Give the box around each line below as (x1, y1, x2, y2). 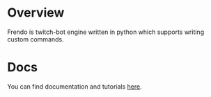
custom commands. (7, 35, 64, 43)
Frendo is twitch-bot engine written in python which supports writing (7, 28, 204, 36)
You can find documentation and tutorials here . (7, 82, 143, 91)
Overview (7, 5, 65, 21)
